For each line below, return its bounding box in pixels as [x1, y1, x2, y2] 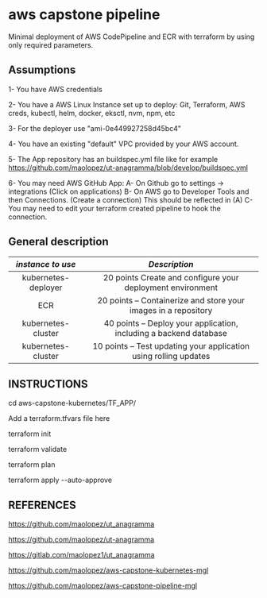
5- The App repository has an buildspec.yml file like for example [8, 154, 219, 164]
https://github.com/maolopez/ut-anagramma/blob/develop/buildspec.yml [8, 163, 249, 172]
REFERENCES [8, 498, 77, 511]
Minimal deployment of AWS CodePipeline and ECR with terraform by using [8, 32, 255, 41]
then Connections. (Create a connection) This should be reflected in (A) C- [8, 195, 253, 204]
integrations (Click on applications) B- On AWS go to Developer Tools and [8, 187, 250, 196]
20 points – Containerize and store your [97, 295, 245, 306]
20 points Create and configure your [103, 272, 240, 283]
